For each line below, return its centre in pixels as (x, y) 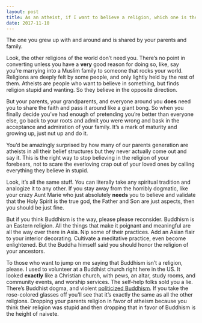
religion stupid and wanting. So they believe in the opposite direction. (92, 90)
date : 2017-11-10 (28, 23)
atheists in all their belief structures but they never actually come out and (96, 151)
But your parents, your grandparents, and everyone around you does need (99, 101)
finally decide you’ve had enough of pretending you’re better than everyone (100, 114)
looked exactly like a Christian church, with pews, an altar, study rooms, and (101, 276)
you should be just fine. (35, 208)
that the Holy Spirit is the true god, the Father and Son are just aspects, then (100, 201)
